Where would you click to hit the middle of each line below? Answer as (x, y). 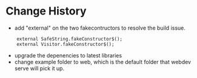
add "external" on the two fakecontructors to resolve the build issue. (100, 28)
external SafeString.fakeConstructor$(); (69, 39)
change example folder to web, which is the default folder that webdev (103, 62)
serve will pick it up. (39, 68)
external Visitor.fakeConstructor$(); (65, 44)
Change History (46, 11)
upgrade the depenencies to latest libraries (68, 55)
